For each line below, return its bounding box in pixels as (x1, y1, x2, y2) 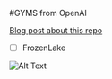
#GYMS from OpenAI (9, 8, 88, 18)
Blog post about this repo (9, 25, 103, 35)
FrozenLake (22, 42, 66, 53)
